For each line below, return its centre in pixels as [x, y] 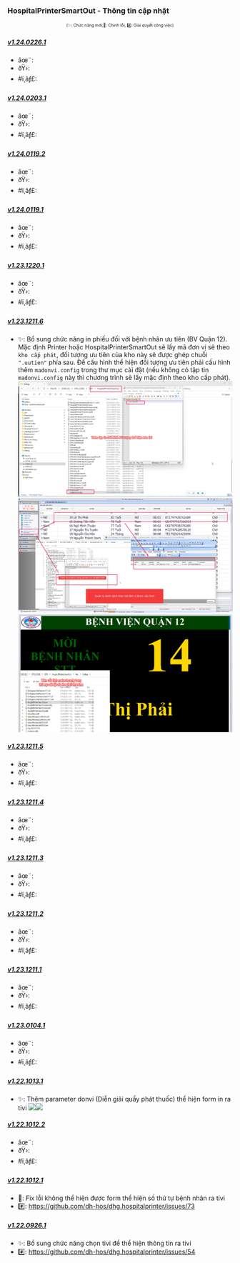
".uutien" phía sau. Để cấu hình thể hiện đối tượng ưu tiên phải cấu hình [124, 362]
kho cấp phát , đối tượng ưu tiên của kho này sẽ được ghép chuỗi [112, 355]
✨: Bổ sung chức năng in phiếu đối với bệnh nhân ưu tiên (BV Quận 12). [122, 339]
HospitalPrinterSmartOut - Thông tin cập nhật [88, 11]
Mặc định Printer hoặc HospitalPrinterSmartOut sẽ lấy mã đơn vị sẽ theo [124, 347]
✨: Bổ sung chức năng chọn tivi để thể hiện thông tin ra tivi [104, 1243]
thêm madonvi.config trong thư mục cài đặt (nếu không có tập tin [113, 370]
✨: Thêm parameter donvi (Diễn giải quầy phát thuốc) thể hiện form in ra [124, 1099]
